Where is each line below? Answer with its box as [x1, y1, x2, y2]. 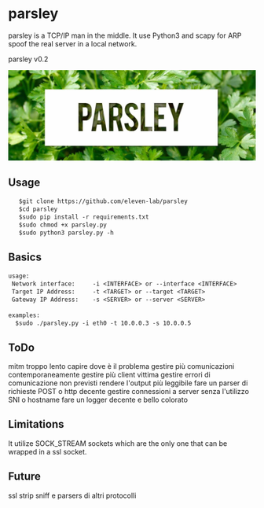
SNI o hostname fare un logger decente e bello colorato [8, 395, 189, 404]
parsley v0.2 [8, 54, 49, 64]
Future [8, 469, 42, 484]
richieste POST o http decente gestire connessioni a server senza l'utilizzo [8, 386, 250, 396]
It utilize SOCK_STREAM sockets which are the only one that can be [8, 438, 228, 448]
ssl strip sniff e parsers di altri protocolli [8, 491, 137, 500]
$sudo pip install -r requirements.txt [18, 213, 149, 221]
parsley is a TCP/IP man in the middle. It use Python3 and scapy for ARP [8, 31, 242, 40]
